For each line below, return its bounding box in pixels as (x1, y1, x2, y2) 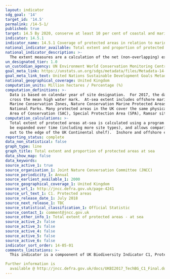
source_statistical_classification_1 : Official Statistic (5, 205, 130, 210)
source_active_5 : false (5, 233, 56, 238)
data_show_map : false (5, 153, 51, 158)
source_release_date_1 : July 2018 (5, 195, 78, 201)
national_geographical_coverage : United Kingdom (5, 78, 110, 83)
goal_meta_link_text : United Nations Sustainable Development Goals (5, 73, 153, 78)
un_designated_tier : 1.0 (5, 59, 58, 64)
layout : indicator (5, 7, 44, 13)
